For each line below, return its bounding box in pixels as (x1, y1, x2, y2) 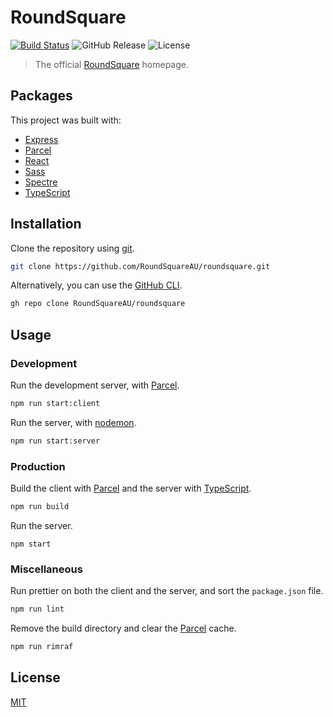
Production (10, 459, 66, 473)
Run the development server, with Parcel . (10, 379, 180, 391)
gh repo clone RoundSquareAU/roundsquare (10, 299, 186, 309)
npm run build (10, 502, 70, 512)
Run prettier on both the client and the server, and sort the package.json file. (10, 585, 324, 597)
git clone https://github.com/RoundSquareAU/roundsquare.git (10, 261, 271, 271)
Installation (10, 216, 82, 233)
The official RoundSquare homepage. (34, 58, 190, 70)
